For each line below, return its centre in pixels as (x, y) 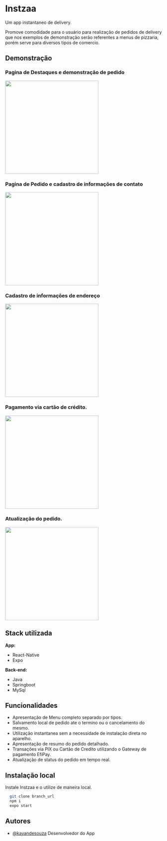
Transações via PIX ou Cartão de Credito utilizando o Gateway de (79, 749)
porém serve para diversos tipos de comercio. (52, 42)
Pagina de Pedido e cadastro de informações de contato (74, 184)
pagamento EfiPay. (32, 755)
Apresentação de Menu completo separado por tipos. (67, 717)
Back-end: (16, 670)
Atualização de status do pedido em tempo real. (61, 760)
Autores (18, 821)
